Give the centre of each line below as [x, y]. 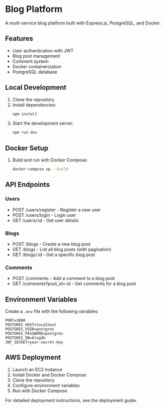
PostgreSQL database [35, 72]
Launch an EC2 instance [37, 369]
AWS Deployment [33, 357]
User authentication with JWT [43, 50]
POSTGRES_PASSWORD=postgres [34, 334]
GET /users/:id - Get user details [45, 220]
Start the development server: [43, 124]
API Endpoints [28, 185]
